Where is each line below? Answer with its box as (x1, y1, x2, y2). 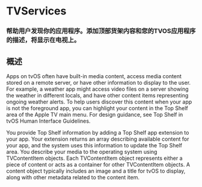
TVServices (6, 4, 67, 18)
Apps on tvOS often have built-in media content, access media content (6, 72, 182, 79)
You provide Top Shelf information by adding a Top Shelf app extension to (6, 129, 189, 136)
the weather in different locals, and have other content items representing (6, 91, 189, 99)
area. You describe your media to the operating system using (6, 148, 158, 155)
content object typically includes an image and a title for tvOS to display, (6, 167, 186, 174)
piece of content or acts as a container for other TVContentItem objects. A (6, 161, 191, 168)
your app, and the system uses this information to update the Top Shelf (6, 141, 182, 149)
